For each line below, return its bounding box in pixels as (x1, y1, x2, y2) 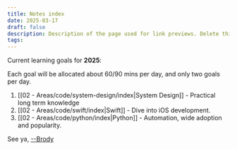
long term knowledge (17, 98, 80, 107)
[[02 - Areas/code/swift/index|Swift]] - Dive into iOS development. (17, 106, 211, 115)
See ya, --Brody (7, 135, 54, 144)
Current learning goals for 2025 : (7, 56, 102, 64)
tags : (7, 37, 23, 44)
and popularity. (17, 121, 62, 129)
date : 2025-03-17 (7, 17, 59, 24)
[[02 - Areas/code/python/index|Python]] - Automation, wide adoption (17, 114, 222, 122)
